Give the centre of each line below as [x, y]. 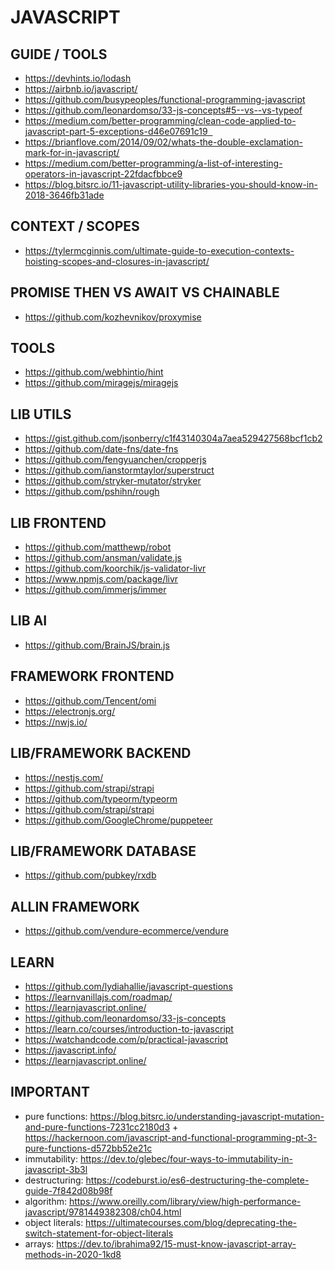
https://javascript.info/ [70, 1050]
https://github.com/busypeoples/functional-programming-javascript [165, 99]
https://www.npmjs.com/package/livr [101, 579]
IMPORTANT [50, 1092]
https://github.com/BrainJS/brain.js [97, 645]
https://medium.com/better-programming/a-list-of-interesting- [153, 163]
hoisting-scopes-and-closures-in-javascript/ [117, 261]
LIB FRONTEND [58, 522]
